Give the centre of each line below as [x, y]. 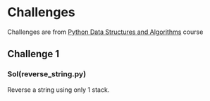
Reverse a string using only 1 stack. [58, 90]
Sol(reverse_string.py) [47, 74]
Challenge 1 [33, 54]
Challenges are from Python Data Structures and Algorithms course [105, 32]
